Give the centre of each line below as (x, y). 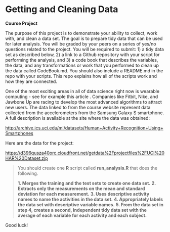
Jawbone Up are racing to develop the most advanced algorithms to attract (83, 102)
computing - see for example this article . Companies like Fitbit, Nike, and (82, 97)
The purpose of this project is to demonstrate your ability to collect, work (81, 33)
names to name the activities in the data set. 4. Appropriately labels (90, 199)
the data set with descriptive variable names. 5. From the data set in (90, 204)
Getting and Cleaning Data (62, 9)
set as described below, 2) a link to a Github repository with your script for (83, 55)
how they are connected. (31, 81)
